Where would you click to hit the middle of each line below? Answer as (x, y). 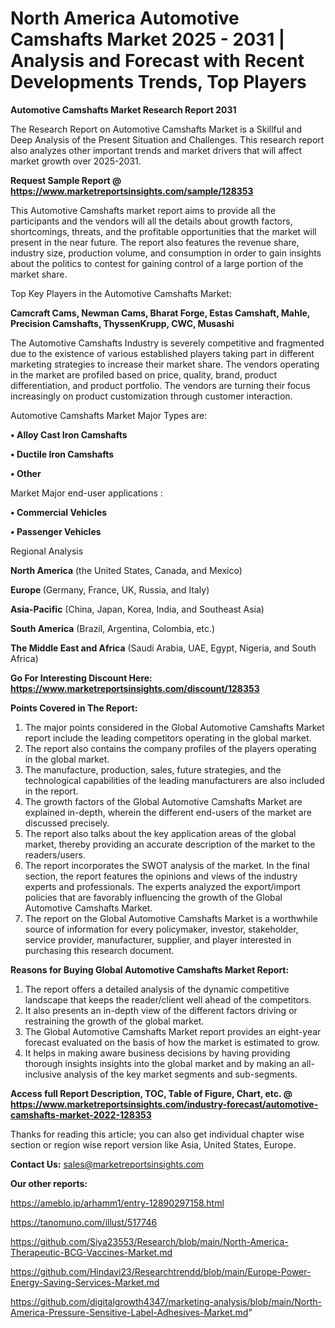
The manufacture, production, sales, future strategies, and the (153, 769)
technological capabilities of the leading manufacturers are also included (174, 780)
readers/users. (55, 854)
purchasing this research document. (99, 950)
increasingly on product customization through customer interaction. (151, 396)
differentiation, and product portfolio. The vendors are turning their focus (160, 385)
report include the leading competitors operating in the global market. (168, 738)
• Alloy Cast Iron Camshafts (69, 434)
